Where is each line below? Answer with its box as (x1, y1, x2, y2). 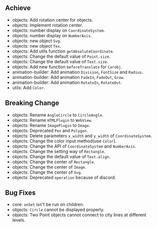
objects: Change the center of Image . (12, 164, 87, 170)
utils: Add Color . (12, 84, 45, 90)
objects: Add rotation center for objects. (12, 17, 93, 23)
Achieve (5, 4, 31, 12)
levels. (12, 217, 26, 223)
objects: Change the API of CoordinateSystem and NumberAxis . (12, 143, 136, 149)
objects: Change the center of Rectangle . (12, 159, 95, 165)
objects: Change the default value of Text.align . (12, 153, 110, 159)
